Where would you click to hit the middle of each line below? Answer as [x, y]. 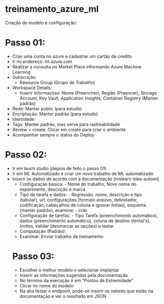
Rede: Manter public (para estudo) [47, 108]
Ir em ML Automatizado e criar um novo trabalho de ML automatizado [83, 173]
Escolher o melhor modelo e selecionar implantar [69, 270]
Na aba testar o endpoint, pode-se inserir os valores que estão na [86, 291]
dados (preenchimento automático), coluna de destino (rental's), [85, 221]
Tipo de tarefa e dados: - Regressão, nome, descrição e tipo [81, 194]
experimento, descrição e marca [52, 189]
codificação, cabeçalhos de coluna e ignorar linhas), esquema [83, 205]
